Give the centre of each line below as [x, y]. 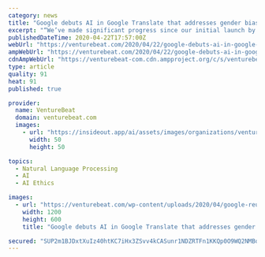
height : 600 [42, 219]
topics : [21, 161]
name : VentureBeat [46, 110]
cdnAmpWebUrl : [32, 60]
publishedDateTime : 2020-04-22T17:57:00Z [77, 37]
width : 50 [45, 140]
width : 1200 [42, 212]
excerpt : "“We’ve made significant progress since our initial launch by [132, 30]
